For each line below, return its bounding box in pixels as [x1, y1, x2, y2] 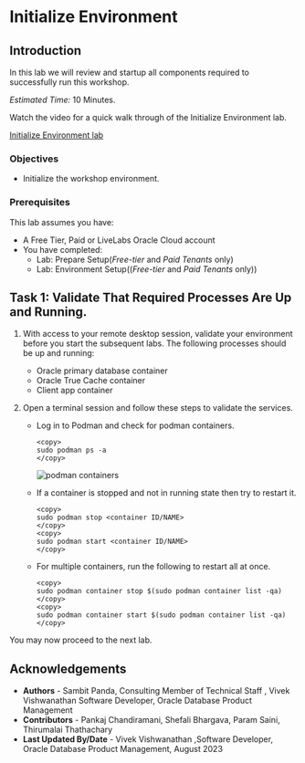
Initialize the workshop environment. [22, 173, 160, 184]
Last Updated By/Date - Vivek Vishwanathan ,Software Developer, [22, 734, 274, 745]
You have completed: [22, 244, 103, 255]
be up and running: [22, 348, 95, 359]
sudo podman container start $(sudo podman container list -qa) [36, 611, 287, 620]
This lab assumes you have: [9, 216, 114, 227]
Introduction [9, 43, 82, 58]
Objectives [9, 152, 59, 165]
